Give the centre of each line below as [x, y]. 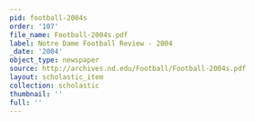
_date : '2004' [36, 52]
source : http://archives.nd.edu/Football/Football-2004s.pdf [128, 69]
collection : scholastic [55, 86]
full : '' [26, 102]
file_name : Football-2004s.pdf [69, 35]
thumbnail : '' [36, 94]
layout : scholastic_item [56, 77]
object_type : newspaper [55, 60]
